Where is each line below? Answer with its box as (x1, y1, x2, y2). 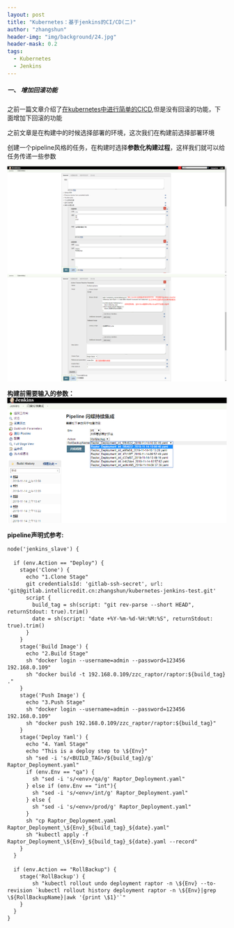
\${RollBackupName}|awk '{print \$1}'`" (7, 894, 127, 901)
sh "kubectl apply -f (25, 831, 89, 838)
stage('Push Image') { (19, 692, 86, 699)
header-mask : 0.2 (7, 40, 58, 48)
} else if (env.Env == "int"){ (25, 782, 117, 789)
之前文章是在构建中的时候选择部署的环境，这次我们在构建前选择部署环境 (7, 128, 214, 137)
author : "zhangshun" (7, 26, 68, 33)
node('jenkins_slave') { (7, 546, 79, 552)
